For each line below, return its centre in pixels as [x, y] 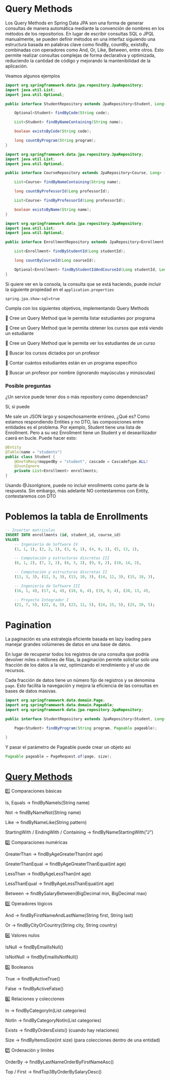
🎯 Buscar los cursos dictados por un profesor [53, 353]
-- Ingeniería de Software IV [46, 544]
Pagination [28, 625]
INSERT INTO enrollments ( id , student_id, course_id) [63, 535]
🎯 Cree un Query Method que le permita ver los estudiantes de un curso [80, 343]
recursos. [15, 670]
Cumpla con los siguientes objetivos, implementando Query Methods [77, 308]
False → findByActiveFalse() [34, 989]
